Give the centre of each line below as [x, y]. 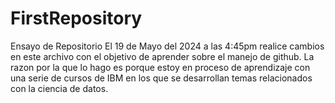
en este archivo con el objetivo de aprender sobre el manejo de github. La [162, 56]
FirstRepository [76, 18]
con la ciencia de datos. [59, 88]
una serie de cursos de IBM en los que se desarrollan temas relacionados [161, 78]
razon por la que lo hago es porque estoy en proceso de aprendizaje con [160, 67]
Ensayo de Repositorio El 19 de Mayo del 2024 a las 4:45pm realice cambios [167, 46]
